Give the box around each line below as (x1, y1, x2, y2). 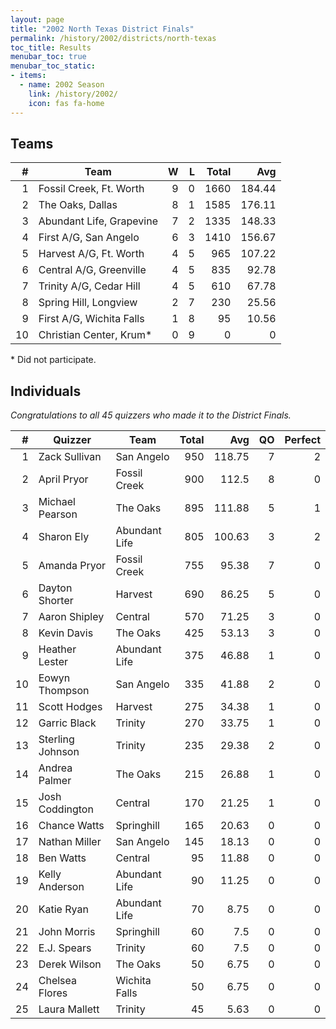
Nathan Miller (38, 835, 102, 849)
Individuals (10, 382, 82, 400)
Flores (38, 986, 68, 1000)
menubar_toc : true (10, 52, 87, 62)
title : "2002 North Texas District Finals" (10, 24, 195, 34)
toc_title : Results (10, 42, 92, 53)
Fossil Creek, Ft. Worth (38, 182, 145, 196)
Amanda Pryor (38, 559, 107, 573)
